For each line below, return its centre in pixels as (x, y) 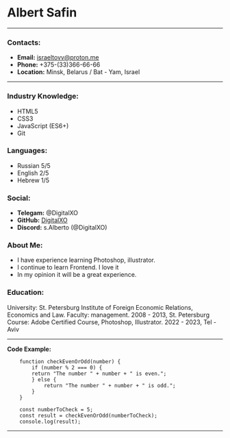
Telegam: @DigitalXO (48, 213)
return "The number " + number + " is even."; (99, 374)
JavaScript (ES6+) (43, 125)
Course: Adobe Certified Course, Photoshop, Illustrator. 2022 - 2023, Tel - (112, 322)
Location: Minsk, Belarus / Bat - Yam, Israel (78, 72)
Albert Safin (42, 13)
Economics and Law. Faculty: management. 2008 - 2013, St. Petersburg (108, 315)
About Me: (25, 245)
